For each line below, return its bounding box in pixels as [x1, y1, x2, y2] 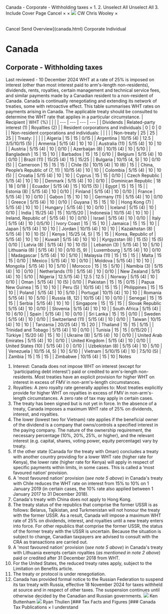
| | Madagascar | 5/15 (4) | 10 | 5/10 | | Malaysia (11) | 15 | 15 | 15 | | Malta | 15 [5, 252, 162, 258]
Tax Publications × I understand [12, 604, 78, 610]
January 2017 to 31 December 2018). [12, 491, 89, 497]
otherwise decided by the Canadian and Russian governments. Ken [12, 592, 158, 598]
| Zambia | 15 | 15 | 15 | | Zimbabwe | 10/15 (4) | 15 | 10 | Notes [5, 353, 131, 359]
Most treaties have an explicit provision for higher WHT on [34, 373, 154, 380]
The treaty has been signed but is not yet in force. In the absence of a [12, 400, 157, 406]
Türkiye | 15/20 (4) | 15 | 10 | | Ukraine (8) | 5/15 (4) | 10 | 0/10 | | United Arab [5, 332, 162, 338]
